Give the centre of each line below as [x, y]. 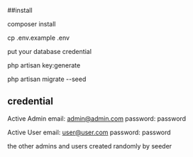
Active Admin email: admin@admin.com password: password [97, 118]
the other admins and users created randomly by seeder [90, 146]
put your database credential [50, 52]
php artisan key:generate [44, 65]
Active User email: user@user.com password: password [89, 132]
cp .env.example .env [38, 38]
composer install [32, 24]
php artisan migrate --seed [47, 79]
